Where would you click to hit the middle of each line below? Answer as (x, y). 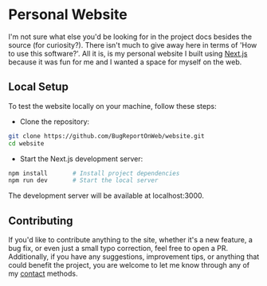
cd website (26, 143)
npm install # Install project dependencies (94, 173)
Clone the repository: (55, 122)
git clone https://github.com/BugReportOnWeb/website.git (106, 136)
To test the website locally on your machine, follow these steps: (112, 106)
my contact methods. (43, 274)
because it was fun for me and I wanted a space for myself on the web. (125, 62)
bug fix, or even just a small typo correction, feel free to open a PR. (118, 249)
